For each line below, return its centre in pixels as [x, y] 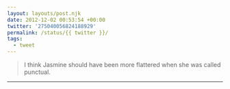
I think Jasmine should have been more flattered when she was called [122, 65]
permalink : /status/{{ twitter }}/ [58, 33]
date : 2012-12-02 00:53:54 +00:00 [56, 20]
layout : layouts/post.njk [44, 13]
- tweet [24, 45]
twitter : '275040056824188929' [52, 26]
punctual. [37, 72]
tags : [15, 39]
